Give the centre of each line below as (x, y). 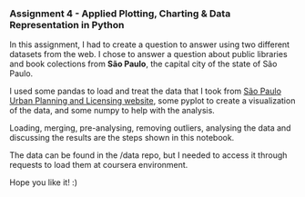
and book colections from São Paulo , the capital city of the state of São (143, 64)
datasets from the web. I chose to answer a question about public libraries (149, 54)
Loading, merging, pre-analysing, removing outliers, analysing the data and (150, 128)
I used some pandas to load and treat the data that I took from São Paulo (146, 91)
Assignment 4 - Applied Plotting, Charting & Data (120, 14)
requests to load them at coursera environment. (99, 165)
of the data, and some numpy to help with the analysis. (112, 111)
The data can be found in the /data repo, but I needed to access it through (148, 155)
